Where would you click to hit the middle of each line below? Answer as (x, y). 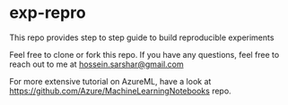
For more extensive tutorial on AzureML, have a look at (110, 81)
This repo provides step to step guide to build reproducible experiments (142, 37)
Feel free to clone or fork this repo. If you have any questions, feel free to (144, 54)
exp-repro (48, 13)
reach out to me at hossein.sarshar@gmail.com (96, 64)
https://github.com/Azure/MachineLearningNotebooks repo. (120, 91)
